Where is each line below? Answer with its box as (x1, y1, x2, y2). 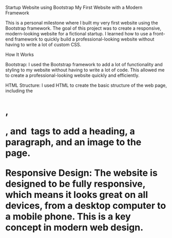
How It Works (5, 51, 34, 57)
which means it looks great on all (5, 189, 148, 201)
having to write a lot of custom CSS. (5, 42, 82, 48)
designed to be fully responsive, (5, 178, 146, 190)
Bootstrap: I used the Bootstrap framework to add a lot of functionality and (5, 62, 163, 67)
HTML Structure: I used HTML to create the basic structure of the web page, (5, 82, 167, 88)
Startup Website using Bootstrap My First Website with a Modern (5, 5, 143, 10)
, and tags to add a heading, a (5, 126, 135, 137)
